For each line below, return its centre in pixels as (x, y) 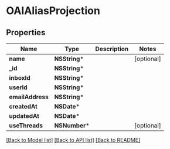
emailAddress (29, 97)
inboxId (20, 78)
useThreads (26, 126)
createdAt (23, 106)
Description (112, 49)
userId (18, 87)
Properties (26, 33)
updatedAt (24, 116)
